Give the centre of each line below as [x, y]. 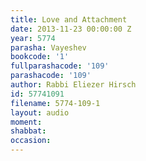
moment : [26, 122]
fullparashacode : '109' [60, 66]
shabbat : [28, 131]
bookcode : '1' [40, 57]
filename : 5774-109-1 [55, 103]
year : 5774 [33, 38]
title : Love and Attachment [69, 19]
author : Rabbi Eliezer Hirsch [73, 85]
